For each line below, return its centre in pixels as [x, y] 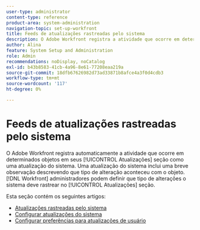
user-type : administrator [38, 12]
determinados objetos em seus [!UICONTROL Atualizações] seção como [95, 159]
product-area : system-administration [53, 23]
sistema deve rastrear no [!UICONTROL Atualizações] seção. [81, 185]
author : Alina [24, 45]
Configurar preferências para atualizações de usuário [80, 220]
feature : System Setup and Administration [60, 51]
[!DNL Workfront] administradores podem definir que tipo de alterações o [96, 178]
